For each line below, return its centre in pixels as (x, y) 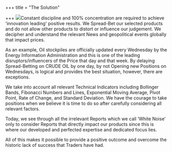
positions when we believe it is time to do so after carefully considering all (83, 103)
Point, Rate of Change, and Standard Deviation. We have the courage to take (86, 98)
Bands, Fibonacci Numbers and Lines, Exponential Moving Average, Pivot (83, 92)
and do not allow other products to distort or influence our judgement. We (83, 29)
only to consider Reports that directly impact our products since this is (80, 124)
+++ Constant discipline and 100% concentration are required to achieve (85, 18)
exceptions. (17, 77)
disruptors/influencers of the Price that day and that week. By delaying (80, 61)
